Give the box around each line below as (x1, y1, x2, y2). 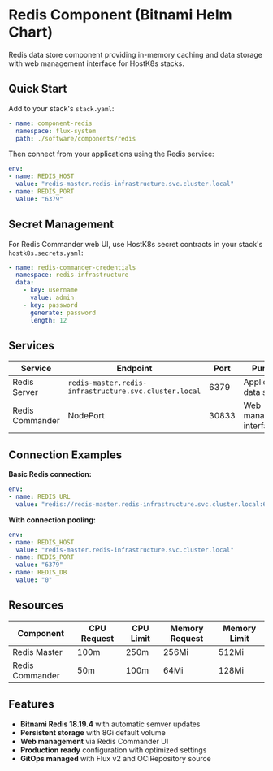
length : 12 (29, 316, 67, 324)
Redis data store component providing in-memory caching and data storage (8, 50, 262, 59)
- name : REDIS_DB (8, 569, 67, 577)
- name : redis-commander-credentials (8, 263, 136, 271)
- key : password (23, 301, 79, 310)
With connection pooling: (8, 514, 96, 525)
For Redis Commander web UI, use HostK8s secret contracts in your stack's (8, 239, 263, 249)
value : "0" (15, 576, 53, 584)
